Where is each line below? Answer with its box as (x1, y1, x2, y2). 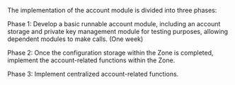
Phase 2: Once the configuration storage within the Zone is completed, (7, 49, 214, 57)
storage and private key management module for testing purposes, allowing (7, 28, 229, 35)
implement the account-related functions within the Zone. (7, 56, 176, 64)
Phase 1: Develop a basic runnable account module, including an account (7, 20, 221, 28)
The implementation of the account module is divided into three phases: (7, 6, 217, 14)
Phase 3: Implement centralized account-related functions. (7, 70, 179, 78)
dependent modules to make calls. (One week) (7, 35, 144, 43)
